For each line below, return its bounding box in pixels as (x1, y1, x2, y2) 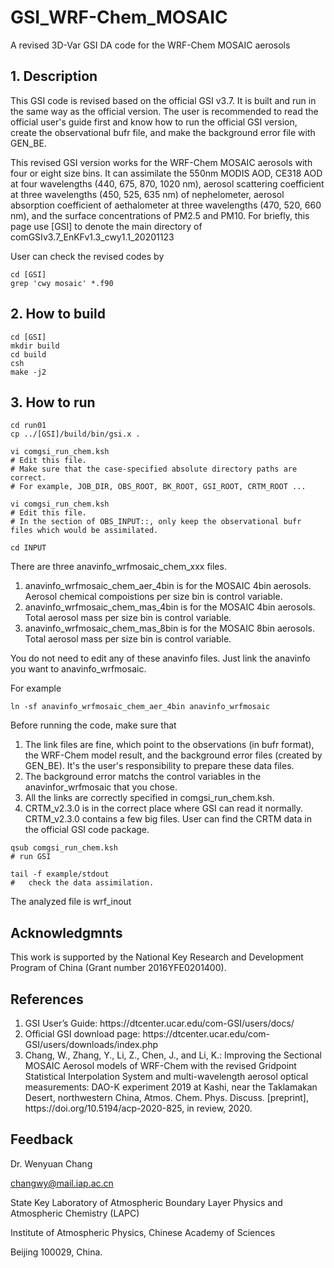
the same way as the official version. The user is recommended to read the (10, 105, 319, 117)
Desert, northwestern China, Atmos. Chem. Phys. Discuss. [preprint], (24, 1092, 310, 1103)
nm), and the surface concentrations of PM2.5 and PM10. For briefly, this (10, 209, 310, 221)
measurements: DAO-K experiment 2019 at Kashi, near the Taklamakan (24, 1081, 318, 1093)
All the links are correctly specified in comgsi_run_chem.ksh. (24, 792, 275, 804)
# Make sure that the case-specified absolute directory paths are (10, 464, 298, 475)
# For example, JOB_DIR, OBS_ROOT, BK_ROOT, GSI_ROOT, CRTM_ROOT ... (10, 482, 307, 492)
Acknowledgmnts (10, 924, 123, 941)
